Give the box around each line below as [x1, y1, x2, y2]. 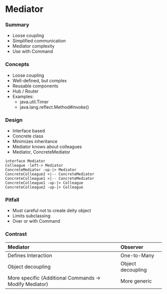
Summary [5, 21, 30, 28]
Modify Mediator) [7, 281, 49, 288]
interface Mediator [5, 158, 46, 164]
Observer [120, 243, 144, 250]
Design [5, 116, 23, 123]
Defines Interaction [7, 252, 52, 259]
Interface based [12, 128, 45, 134]
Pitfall [5, 196, 20, 203]
